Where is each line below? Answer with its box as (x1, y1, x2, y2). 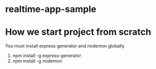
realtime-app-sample (5, 3, 97, 15)
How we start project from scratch (5, 26, 151, 38)
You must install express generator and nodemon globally (5, 43, 125, 49)
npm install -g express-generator (12, 52, 82, 58)
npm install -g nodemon (12, 58, 62, 64)
